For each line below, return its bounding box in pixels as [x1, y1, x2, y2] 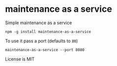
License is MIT [5, 56, 35, 62]
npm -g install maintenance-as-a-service [5, 29, 91, 34]
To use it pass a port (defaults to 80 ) [5, 38, 78, 44]
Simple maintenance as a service [5, 20, 72, 26]
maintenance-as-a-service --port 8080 [5, 47, 85, 52]
